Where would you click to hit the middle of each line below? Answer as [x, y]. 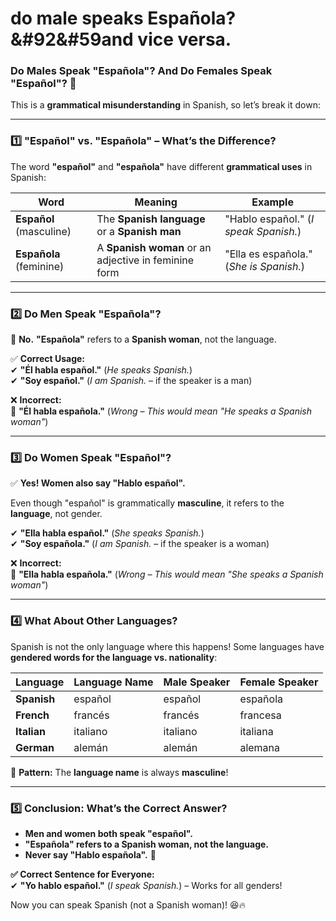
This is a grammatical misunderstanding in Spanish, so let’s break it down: [165, 105]
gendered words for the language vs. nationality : [114, 657]
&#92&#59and [72, 39]
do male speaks [77, 18]
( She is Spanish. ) [264, 266]
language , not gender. [56, 514]
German [35, 747]
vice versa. [184, 39]
